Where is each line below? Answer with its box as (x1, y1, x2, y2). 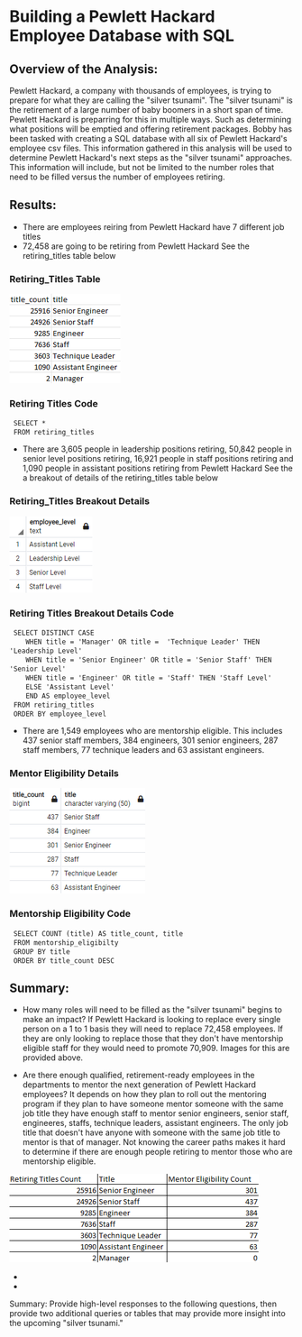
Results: (9, 197, 57, 213)
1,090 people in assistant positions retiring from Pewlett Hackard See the (22, 462, 293, 474)
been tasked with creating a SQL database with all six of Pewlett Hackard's (9, 133, 288, 143)
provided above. (22, 1052, 84, 1063)
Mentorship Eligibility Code (9, 908, 132, 920)
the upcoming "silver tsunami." (9, 1318, 124, 1329)
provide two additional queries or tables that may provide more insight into (9, 1308, 286, 1319)
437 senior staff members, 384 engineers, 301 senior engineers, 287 (22, 735, 279, 746)
